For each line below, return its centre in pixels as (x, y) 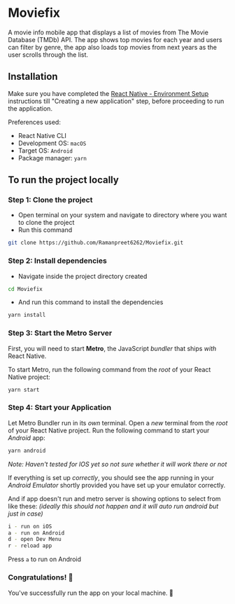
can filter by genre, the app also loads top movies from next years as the (113, 47)
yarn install (27, 315)
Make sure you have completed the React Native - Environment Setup (108, 93)
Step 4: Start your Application (59, 408)
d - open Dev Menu (35, 540)
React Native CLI (42, 135)
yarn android (27, 451)
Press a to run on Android (45, 559)
